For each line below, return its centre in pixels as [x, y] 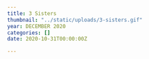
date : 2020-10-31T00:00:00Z [47, 39]
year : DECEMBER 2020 [37, 26]
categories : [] [29, 33]
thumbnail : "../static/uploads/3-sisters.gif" [75, 20]
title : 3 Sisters [32, 13]
